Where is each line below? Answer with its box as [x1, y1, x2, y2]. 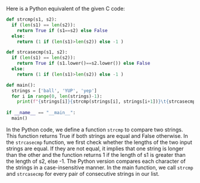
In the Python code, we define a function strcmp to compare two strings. [6, 126, 183, 133]
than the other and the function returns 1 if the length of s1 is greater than [6, 151, 186, 158]
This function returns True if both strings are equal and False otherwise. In [6, 132, 189, 139]
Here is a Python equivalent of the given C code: [6, 5, 125, 12]
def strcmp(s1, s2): [6, 17, 58, 23]
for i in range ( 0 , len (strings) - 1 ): [11, 93, 102, 99]
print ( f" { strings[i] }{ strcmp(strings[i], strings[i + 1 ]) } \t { [17, 99, 169, 105]
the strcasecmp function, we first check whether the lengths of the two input [6, 138, 192, 146]
